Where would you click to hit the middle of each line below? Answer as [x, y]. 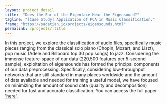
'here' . [12, 96]
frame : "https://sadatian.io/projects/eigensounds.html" [66, 24]
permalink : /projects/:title [35, 29]
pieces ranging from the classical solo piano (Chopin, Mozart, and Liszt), [80, 48]
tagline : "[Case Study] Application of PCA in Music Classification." [80, 19]
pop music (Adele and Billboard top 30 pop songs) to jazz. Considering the [82, 54]
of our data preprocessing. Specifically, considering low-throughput [75, 70]
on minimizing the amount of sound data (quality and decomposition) [76, 85]
